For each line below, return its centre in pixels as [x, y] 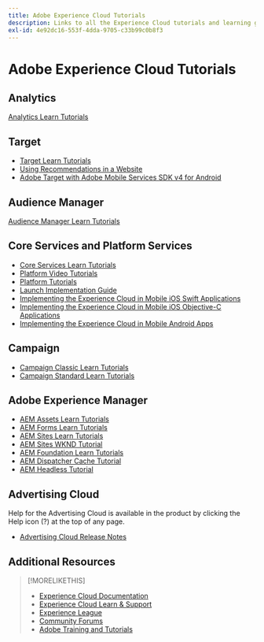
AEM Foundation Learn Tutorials [71, 453]
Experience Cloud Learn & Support [95, 604]
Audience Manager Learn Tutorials [64, 221]
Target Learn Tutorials [55, 161]
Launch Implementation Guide [68, 290]
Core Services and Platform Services [100, 246]
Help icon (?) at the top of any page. [67, 521]
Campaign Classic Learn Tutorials [74, 367]
